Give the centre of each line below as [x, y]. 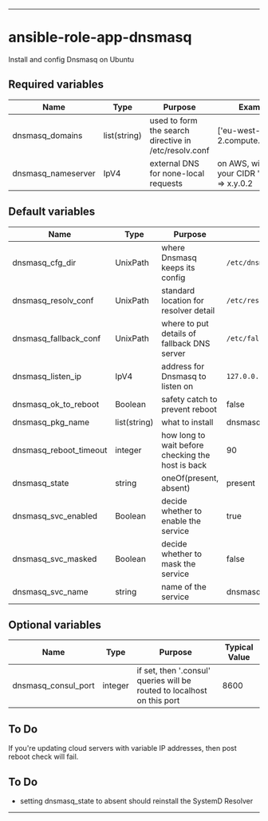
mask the [179, 563]
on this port [158, 701]
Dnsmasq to [184, 376]
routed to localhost [172, 691]
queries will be [164, 681]
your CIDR [236, 173]
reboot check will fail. [43, 757]
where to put [185, 323]
